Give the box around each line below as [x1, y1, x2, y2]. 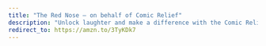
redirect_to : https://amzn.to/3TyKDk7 [8, 26, 136, 34]
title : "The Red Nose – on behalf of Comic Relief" [8, 11, 182, 19]
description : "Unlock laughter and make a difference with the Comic [8, 19, 243, 27]
